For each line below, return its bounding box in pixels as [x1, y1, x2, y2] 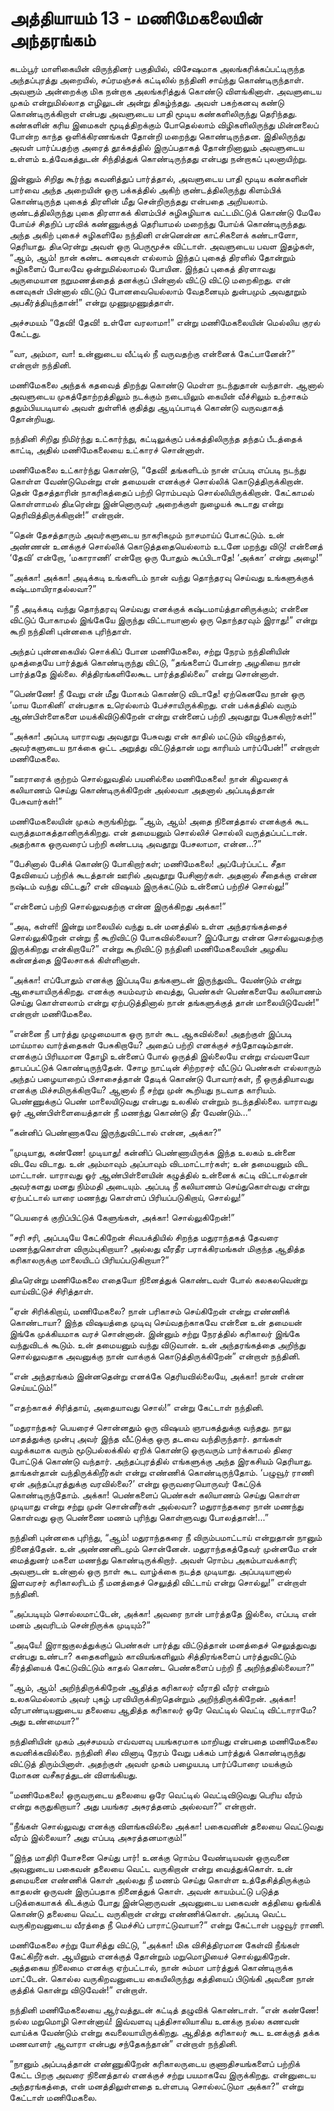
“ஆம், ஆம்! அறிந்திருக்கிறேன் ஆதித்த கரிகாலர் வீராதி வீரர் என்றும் [9, 1681, 270, 1693]
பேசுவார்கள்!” [9, 795, 62, 807]
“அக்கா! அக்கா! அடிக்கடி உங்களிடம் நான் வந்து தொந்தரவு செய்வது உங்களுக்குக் [9, 571, 314, 583]
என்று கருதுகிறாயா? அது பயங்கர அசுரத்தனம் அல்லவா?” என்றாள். [9, 1800, 257, 1812]
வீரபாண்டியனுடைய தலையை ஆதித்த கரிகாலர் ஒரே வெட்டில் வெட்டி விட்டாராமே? [9, 1703, 317, 1716]
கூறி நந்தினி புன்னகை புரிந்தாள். [9, 625, 132, 637]
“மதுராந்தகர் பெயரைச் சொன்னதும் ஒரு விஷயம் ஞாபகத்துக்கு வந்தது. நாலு [9, 1421, 291, 1433]
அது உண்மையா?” [9, 1715, 80, 1727]
